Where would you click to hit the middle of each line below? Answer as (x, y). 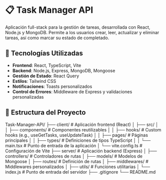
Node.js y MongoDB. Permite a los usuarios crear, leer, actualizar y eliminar (82, 32)
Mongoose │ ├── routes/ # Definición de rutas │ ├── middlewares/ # (77, 161)
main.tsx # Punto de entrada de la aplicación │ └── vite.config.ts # (74, 145)
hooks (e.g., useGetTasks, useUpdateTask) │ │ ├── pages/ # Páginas (77, 135)
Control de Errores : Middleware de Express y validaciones (72, 91)
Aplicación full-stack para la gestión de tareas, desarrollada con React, (78, 27)
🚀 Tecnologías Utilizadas (44, 53)
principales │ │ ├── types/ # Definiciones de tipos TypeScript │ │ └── (78, 140)
